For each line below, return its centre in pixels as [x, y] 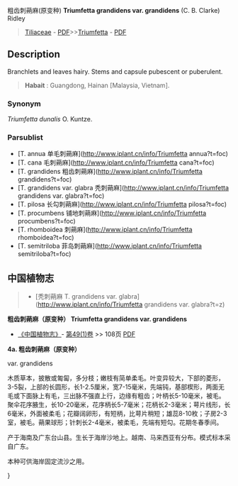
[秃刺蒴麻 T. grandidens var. [76, 297]
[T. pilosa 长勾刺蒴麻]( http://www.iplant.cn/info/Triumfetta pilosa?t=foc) [122, 204]
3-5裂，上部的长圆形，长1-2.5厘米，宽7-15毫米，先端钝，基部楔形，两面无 [116, 387]
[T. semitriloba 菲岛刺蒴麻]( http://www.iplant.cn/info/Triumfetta [109, 246]
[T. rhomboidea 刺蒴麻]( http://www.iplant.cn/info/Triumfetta [105, 230]
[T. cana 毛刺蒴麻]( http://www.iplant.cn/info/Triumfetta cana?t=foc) [116, 162]
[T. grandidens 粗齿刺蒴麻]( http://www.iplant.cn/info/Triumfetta [110, 172]
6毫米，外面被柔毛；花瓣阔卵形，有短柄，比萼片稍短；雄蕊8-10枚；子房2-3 [117, 414]
